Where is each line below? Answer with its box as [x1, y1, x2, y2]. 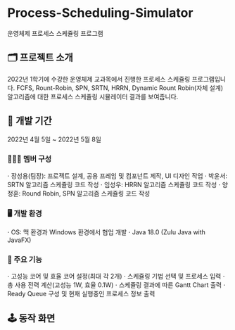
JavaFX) [7, 236, 32, 244]
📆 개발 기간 [7, 115, 53, 127]
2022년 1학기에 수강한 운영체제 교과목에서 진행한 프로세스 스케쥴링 [7, 75, 191, 83]
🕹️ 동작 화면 [7, 312, 56, 324]
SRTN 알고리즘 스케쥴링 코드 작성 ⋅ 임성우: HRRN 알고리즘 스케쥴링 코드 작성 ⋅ [7, 180, 221, 189]
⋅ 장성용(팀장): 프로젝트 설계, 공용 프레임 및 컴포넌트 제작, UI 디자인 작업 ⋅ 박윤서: [7, 171, 227, 180]
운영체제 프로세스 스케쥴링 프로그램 [7, 29, 103, 37]
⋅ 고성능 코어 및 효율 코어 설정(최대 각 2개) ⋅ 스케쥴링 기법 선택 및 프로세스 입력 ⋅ [7, 272, 225, 281]
